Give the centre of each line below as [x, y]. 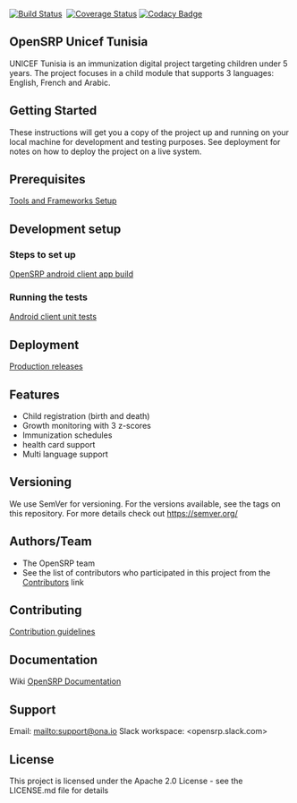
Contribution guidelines [52, 632]
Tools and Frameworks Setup [63, 201]
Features [34, 394]
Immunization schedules [67, 435]
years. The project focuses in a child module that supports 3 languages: [142, 73]
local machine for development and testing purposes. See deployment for [145, 141]
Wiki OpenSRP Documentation [65, 681]
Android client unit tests [53, 317]
